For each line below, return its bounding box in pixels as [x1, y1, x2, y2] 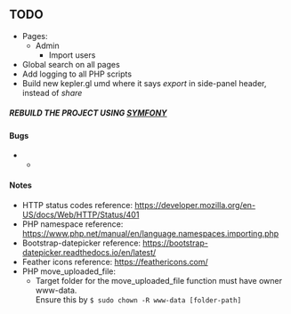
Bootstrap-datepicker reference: [21, 238, 141, 248]
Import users [48, 49, 96, 60]
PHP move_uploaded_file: [21, 266, 117, 277]
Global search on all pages [21, 59, 120, 69]
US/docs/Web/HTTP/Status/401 [21, 209, 140, 220]
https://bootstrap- [141, 238, 209, 248]
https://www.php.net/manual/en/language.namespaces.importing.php [21, 228, 279, 238]
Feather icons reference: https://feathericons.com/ [21, 256, 209, 267]
